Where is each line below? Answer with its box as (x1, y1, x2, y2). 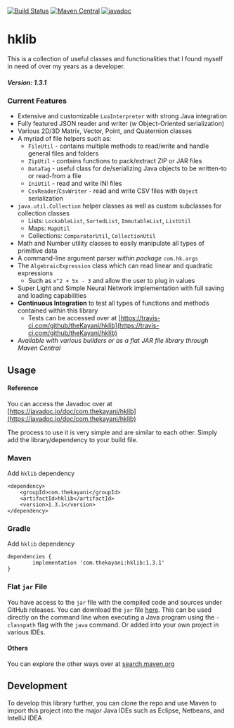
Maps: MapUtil (27, 224, 70, 232)
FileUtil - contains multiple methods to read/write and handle (27, 142, 209, 151)
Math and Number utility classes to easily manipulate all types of (17, 239, 205, 248)
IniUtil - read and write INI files (27, 180, 122, 188)
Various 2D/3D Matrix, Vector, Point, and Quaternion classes (17, 127, 192, 135)
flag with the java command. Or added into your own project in (37, 620, 219, 629)
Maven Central (17, 344, 61, 352)
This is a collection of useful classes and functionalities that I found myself (7, 54, 223, 63)
